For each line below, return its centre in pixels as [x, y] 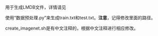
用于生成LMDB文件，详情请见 [36, 7]
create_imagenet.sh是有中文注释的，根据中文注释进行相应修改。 [72, 28]
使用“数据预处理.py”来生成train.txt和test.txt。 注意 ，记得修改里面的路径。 [80, 18]
